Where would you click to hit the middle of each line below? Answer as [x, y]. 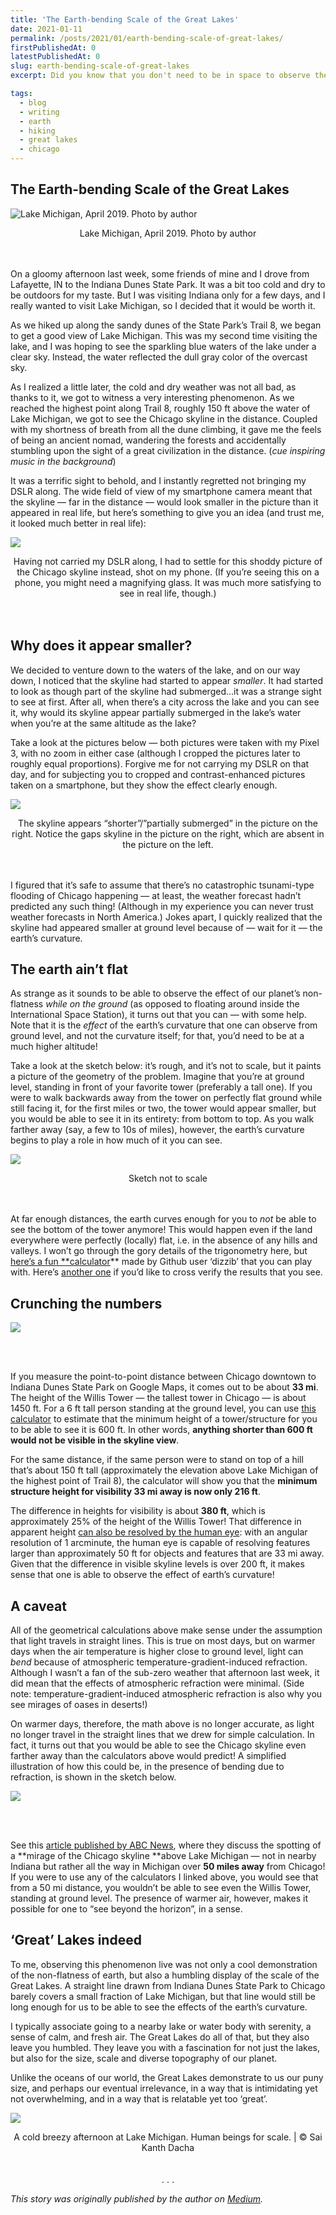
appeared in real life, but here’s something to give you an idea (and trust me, [167, 512]
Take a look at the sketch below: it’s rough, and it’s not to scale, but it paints [166, 1066]
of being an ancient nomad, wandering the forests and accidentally [148, 440]
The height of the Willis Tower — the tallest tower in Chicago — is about [158, 1398]
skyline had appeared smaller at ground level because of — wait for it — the [166, 927]
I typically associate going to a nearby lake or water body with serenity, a [161, 2026]
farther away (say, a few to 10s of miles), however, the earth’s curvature [157, 1130]
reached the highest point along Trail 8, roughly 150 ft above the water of [160, 408]
